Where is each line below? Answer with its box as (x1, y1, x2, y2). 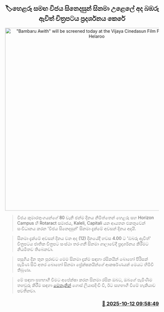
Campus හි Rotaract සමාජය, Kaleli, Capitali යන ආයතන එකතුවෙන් (17, 220, 145, 226)
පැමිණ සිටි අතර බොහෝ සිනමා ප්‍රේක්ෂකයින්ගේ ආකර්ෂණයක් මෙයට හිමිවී (17, 261, 154, 267)
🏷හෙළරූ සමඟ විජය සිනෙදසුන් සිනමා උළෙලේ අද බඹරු (5, 4, 160, 13)
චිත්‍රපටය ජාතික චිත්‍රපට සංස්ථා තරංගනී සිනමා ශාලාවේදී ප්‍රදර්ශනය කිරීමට (17, 241, 149, 247)
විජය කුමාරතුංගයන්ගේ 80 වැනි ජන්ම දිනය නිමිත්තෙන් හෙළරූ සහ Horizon (17, 214, 154, 220)
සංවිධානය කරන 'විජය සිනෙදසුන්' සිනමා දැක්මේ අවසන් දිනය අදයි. (17, 225, 137, 231)
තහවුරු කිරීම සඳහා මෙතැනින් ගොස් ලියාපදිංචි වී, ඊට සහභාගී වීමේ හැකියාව (17, 282, 156, 288)
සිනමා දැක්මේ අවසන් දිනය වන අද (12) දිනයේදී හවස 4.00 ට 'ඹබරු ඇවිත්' (17, 235, 151, 241)
